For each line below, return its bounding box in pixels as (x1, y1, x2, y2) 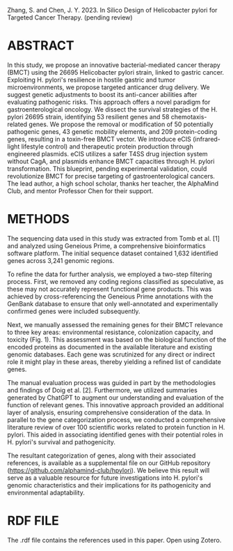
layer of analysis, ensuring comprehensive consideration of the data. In (7, 408, 211, 416)
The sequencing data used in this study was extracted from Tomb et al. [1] (7, 234, 220, 243)
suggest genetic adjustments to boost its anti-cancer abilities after (7, 90, 198, 98)
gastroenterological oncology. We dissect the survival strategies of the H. (7, 105, 218, 114)
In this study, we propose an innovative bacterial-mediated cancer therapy (7, 61, 220, 69)
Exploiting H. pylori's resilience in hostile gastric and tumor (7, 75, 176, 84)
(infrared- (192, 135, 221, 143)
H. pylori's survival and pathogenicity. (7, 437, 116, 446)
